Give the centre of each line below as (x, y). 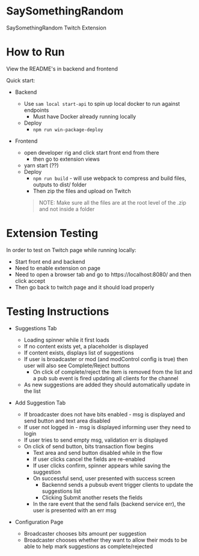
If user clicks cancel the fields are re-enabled (89, 459)
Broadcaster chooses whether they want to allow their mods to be (106, 540)
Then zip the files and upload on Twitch (82, 191)
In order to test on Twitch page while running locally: (71, 250)
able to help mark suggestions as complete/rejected (88, 546)
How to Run (35, 52)
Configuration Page (39, 522)
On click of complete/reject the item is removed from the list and (112, 372)
